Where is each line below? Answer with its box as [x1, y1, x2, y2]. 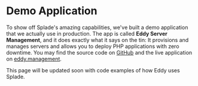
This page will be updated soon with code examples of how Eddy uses [6, 66, 181, 74]
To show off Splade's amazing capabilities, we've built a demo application [6, 24, 188, 31]
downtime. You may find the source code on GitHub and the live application [6, 49, 193, 56]
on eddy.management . [6, 55, 62, 62]
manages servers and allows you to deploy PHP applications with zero [6, 43, 179, 50]
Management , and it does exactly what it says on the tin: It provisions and [6, 36, 189, 43]
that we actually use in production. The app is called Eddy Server [6, 30, 167, 37]
